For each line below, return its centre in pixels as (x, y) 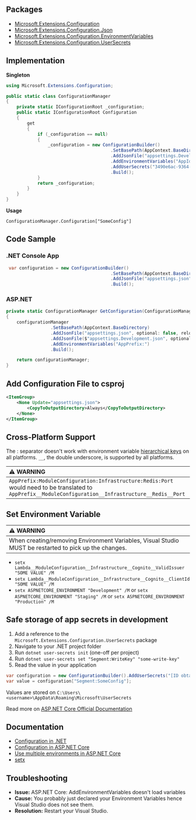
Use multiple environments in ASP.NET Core (68, 753)
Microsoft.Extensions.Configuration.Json (64, 30)
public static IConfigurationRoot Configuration (77, 113)
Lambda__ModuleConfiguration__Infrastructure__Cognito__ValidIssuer (99, 568)
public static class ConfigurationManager (58, 96)
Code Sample (31, 239)
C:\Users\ (69, 692)
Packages (24, 10)
